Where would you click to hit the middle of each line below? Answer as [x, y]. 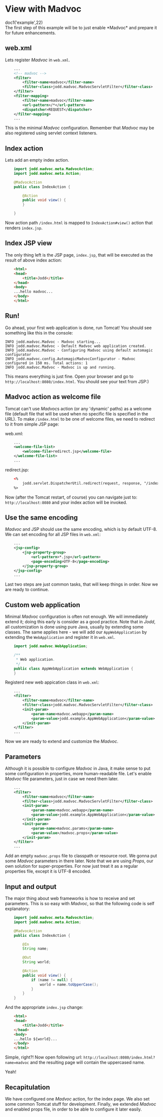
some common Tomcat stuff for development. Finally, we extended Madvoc [81, 1104]
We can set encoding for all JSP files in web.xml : [53, 535]
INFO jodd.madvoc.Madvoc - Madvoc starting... [53, 342]
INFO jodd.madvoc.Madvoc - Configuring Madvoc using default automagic [79, 350]
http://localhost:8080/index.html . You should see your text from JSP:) [77, 381]
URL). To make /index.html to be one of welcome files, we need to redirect [80, 419]
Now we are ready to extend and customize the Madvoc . [62, 742]
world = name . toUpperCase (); [69, 985]
